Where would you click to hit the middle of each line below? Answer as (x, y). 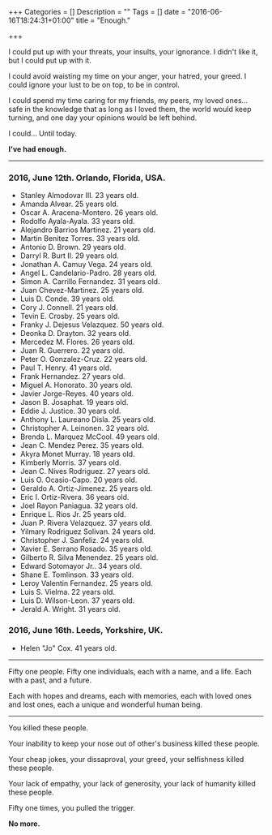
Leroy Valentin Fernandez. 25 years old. (87, 583)
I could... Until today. (42, 133)
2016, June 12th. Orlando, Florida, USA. (87, 178)
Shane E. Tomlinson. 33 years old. (77, 575)
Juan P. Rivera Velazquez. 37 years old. (86, 523)
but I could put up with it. (50, 60)
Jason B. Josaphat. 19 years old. (74, 402)
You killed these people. (49, 727)
